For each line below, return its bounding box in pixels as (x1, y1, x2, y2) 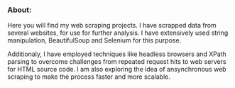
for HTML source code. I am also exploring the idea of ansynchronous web (7, 65, 226, 74)
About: (7, 5, 32, 15)
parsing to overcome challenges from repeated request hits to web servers (7, 57, 226, 66)
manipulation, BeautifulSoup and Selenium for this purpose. (7, 36, 182, 45)
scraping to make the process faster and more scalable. (7, 72, 170, 81)
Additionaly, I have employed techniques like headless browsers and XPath (7, 50, 227, 58)
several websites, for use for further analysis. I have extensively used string (7, 28, 229, 37)
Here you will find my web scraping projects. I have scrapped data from (7, 21, 217, 30)
